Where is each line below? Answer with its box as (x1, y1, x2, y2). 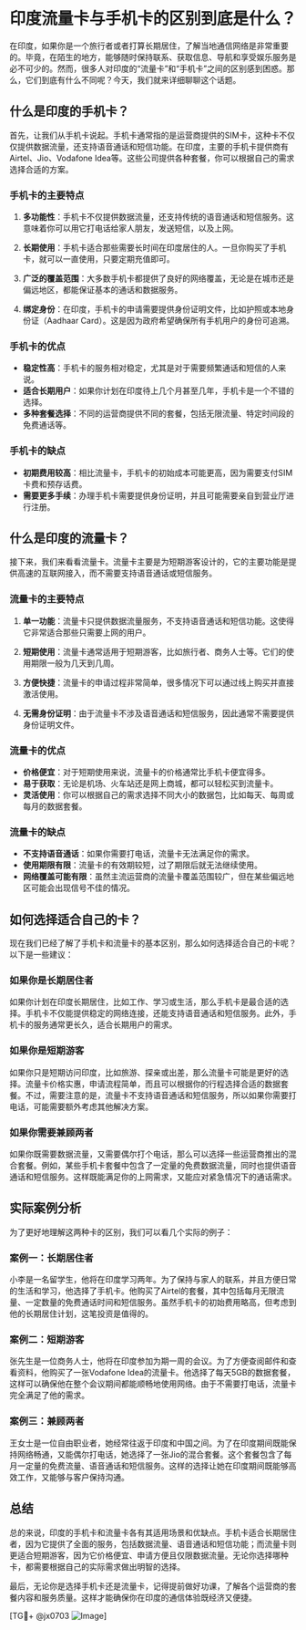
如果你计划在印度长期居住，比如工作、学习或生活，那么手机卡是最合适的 (9, 996, 280, 1008)
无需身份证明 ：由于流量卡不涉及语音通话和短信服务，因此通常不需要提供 (22, 708, 294, 719)
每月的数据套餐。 (22, 801, 87, 812)
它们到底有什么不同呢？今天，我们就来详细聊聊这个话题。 (25, 74, 241, 85)
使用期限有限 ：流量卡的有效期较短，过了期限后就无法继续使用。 (22, 859, 262, 871)
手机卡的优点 (9, 339, 66, 352)
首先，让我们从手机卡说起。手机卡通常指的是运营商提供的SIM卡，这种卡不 (9, 130, 288, 140)
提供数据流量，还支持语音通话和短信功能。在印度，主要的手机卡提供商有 (16, 140, 289, 151)
